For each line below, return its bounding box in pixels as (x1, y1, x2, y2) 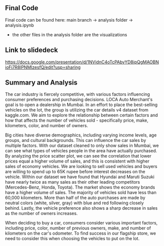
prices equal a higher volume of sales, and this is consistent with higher (5, 158, 150, 164)
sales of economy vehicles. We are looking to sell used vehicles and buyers (5, 164, 158, 169)
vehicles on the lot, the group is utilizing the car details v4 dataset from (5, 107, 148, 113)
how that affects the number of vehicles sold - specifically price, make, (5, 117, 148, 123)
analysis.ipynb (5, 22, 34, 28)
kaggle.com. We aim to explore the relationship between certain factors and (5, 112, 158, 118)
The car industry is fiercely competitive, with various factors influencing (5, 91, 150, 97)
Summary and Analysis (5, 79, 78, 87)
